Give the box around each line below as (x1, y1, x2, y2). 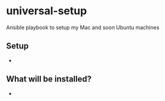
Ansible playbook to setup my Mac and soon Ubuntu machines (6, 24, 160, 31)
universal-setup (6, 4, 87, 18)
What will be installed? (6, 74, 92, 84)
